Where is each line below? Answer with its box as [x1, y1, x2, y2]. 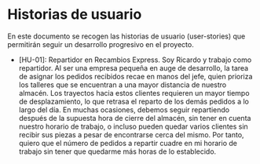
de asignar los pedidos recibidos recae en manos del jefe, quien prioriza [18, 71, 253, 81]
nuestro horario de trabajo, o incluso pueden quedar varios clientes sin [18, 122, 248, 131]
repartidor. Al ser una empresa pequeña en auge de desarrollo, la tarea [18, 63, 249, 72]
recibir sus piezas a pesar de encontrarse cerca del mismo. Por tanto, [18, 129, 244, 139]
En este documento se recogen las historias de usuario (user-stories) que [7, 31, 246, 41]
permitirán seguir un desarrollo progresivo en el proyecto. [7, 39, 194, 49]
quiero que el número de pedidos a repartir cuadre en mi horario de [18, 138, 237, 148]
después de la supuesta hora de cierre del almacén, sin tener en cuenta [18, 113, 251, 122]
